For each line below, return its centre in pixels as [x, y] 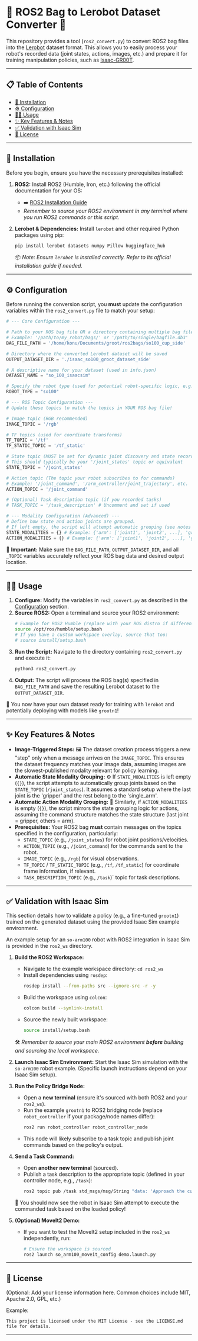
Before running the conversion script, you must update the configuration [94, 304]
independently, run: [47, 1238]
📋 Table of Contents [45, 85]
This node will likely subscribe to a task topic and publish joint [98, 1139]
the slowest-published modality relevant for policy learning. [87, 770]
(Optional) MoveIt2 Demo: [47, 1220]
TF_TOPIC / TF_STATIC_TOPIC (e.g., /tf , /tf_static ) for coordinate [101, 864]
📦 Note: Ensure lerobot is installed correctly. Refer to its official [93, 258]
